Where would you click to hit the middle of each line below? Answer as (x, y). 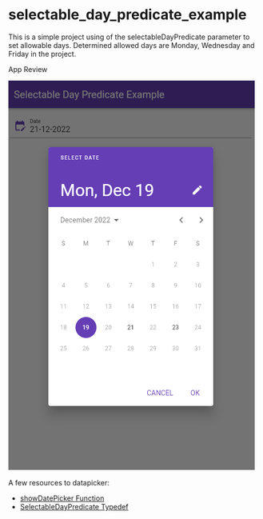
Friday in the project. (42, 54)
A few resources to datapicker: (59, 482)
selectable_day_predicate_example (128, 15)
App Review (28, 69)
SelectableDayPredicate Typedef (74, 506)
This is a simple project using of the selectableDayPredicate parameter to (129, 37)
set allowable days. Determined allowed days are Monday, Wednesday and (131, 45)
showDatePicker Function (62, 498)
